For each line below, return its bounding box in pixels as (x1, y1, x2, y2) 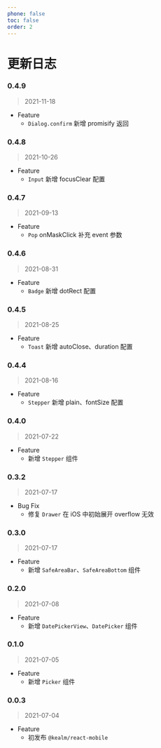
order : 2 (7, 23, 33, 30)
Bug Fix (17, 501, 40, 509)
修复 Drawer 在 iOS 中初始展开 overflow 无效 (27, 509, 154, 518)
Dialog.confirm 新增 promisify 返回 (27, 119, 129, 127)
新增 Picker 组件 (27, 677, 76, 686)
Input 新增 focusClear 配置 (27, 175, 106, 183)
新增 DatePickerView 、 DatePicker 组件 (27, 622, 138, 630)
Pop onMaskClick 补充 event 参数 (27, 231, 122, 239)
